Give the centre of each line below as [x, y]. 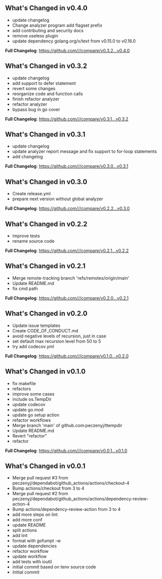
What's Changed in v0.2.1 [45, 266]
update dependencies [34, 546]
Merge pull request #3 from [40, 478]
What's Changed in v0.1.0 [45, 372]
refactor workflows [32, 420]
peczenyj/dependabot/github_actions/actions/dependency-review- [80, 499]
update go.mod [28, 409]
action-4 [21, 504]
